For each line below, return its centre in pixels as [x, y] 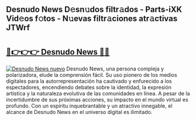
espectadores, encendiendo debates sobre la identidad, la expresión [89, 87]
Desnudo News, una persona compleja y [115, 69]
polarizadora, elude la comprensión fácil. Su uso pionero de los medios [92, 75]
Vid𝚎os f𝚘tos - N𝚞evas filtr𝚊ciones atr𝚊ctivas [92, 19]
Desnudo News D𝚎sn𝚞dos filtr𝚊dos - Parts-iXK [94, 10]
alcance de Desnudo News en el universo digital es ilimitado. [79, 112]
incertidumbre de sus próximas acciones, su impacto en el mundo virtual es [97, 99]
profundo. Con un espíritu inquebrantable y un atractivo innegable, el [89, 106]
